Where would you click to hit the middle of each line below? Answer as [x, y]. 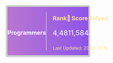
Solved [98, 18]
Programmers [27, 33]
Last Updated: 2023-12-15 [80, 48]
